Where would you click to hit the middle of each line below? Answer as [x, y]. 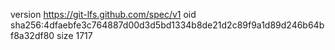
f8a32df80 [32, 35]
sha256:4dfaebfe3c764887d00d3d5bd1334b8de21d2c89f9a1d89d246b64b [167, 25]
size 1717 [74, 35]
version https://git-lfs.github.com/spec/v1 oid [103, 14]
